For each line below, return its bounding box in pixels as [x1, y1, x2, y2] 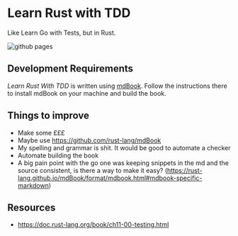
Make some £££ [17, 128, 65, 137]
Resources [7, 201, 56, 213]
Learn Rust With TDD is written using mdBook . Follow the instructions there [7, 82, 228, 90]
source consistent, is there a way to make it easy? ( [17, 166, 168, 174]
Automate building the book [17, 151, 99, 159]
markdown [17, 181, 50, 189]
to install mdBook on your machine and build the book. [7, 89, 166, 97]
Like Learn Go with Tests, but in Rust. [7, 28, 116, 37]
